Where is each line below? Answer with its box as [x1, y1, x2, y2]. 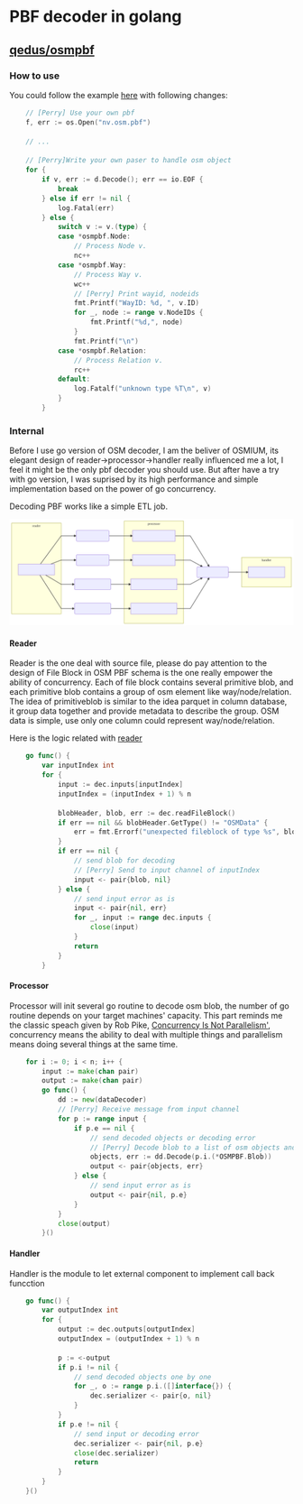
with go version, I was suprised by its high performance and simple [9, 474, 259, 484]
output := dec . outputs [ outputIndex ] [57, 1324, 196, 1334]
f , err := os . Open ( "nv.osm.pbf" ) [25, 117, 151, 127]
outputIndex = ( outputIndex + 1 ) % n [57, 1334, 200, 1343]
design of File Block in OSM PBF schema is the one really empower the [9, 668, 273, 678]
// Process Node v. [73, 242, 147, 251]
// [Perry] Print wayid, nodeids [73, 289, 200, 299]
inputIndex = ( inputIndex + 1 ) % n [57, 789, 192, 798]
